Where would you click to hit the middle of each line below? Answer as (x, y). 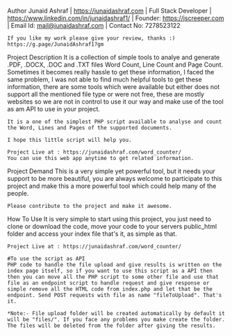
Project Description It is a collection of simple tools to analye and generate (114, 57)
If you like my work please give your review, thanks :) (91, 38)
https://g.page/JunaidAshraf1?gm (56, 45)
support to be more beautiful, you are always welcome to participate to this (115, 178)
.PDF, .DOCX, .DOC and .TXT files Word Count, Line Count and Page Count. (115, 65)
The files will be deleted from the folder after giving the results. (111, 326)
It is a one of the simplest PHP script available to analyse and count (115, 122)
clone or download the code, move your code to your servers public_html (112, 226)
